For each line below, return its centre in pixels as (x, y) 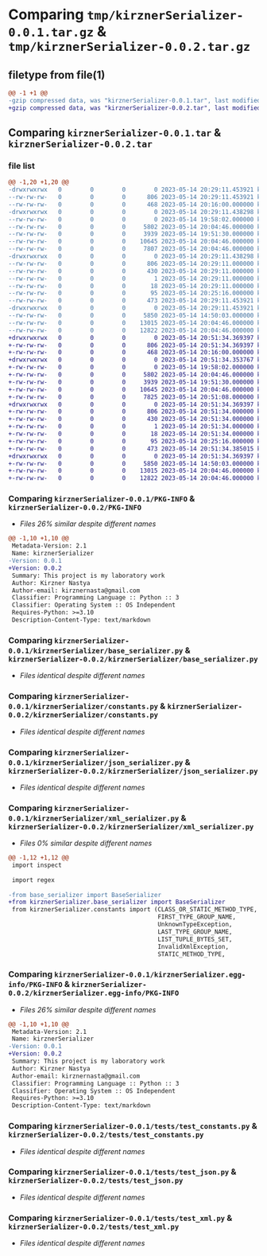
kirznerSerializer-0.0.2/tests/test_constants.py (106, 1135)
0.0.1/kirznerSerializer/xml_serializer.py (94, 818)
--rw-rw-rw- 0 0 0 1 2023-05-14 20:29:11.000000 (131, 279)
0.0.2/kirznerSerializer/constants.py (83, 715)
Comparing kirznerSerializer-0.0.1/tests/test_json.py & (122, 1172)
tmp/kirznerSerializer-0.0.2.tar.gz (130, 47)
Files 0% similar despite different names (86, 843)
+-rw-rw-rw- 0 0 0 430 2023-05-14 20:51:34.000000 (131, 419)
